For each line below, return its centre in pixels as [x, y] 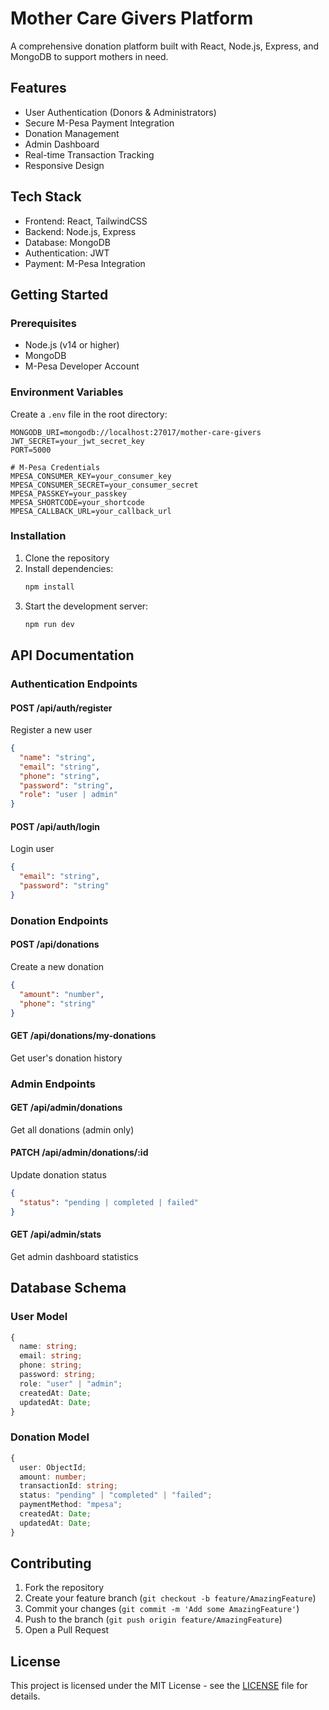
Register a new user [51, 730]
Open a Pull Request [67, 1630]
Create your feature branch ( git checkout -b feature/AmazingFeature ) [170, 1598]
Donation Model [50, 1437]
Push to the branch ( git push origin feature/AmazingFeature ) [153, 1619]
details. [25, 1696]
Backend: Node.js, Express [80, 231]
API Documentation [72, 655]
